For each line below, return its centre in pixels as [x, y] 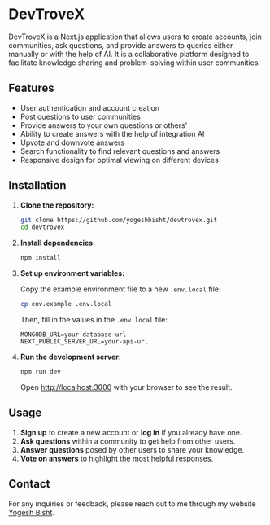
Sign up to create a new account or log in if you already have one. [131, 432]
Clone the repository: [57, 205]
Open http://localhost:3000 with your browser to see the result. [126, 387]
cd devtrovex [42, 227]
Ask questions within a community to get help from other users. [128, 441]
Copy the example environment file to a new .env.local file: [120, 289]
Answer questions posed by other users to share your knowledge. [132, 449]
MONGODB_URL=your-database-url [73, 335]
